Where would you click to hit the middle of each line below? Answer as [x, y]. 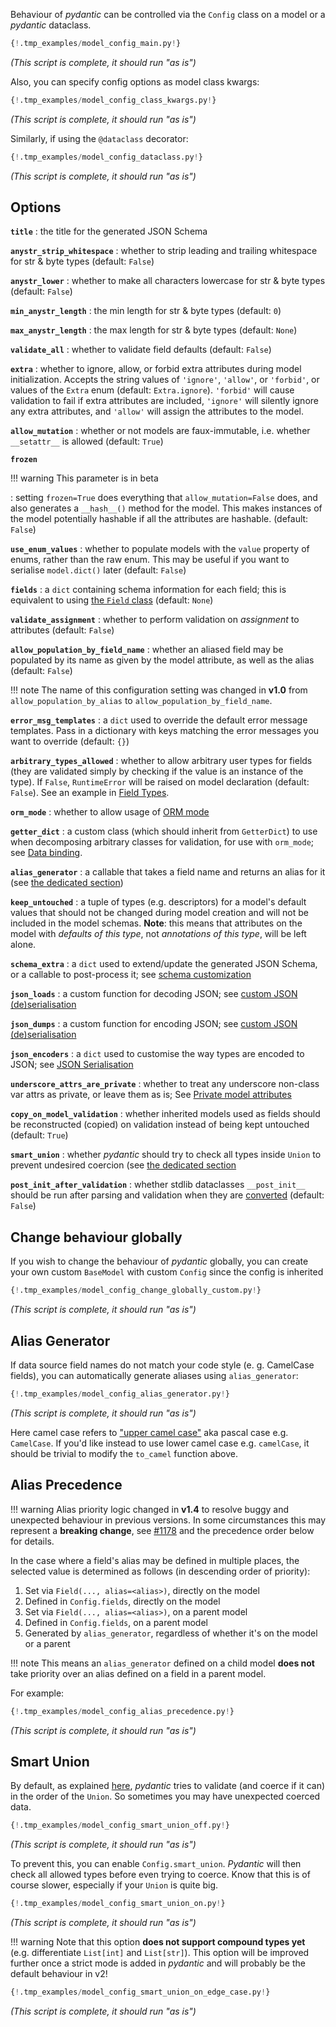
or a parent [47, 1643]
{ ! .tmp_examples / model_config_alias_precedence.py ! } [122, 1711]
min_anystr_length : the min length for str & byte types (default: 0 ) [146, 311]
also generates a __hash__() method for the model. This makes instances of [166, 508]
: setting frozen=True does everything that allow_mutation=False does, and [164, 498]
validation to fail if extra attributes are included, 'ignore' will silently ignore [164, 401]
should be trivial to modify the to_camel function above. [124, 1453]
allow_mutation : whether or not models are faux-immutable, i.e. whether [160, 431]
